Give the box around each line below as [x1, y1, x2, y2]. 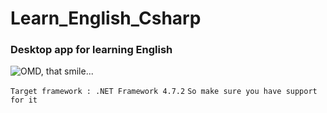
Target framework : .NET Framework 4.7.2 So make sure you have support [10, 87, 318, 97]
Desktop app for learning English [10, 43, 173, 57]
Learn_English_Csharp [10, 7, 202, 30]
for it [10, 95, 38, 106]
